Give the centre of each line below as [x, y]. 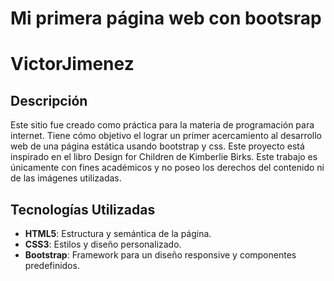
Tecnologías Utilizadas [83, 209]
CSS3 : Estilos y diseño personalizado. [103, 244]
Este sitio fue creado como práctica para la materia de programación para [162, 125]
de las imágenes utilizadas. [66, 178]
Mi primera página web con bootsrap [166, 18]
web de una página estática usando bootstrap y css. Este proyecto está [157, 146]
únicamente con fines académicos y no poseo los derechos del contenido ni [167, 168]
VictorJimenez [72, 64]
